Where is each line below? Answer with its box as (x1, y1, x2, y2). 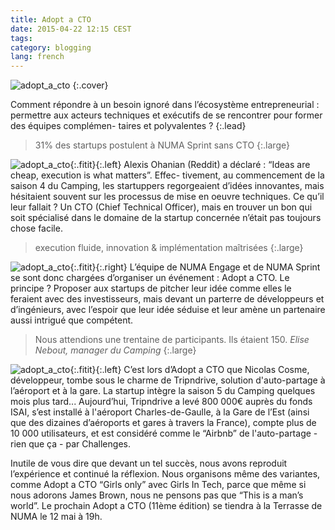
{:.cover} (72, 79, 109, 91)
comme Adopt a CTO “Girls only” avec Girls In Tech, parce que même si (10, 479, 307, 491)
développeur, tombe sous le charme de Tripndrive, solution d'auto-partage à (10, 374, 326, 386)
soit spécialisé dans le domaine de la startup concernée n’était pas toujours (10, 212, 322, 224)
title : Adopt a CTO (10, 14, 92, 25)
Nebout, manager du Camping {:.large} (34, 344, 197, 356)
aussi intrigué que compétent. (10, 314, 134, 326)
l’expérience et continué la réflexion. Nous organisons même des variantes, (10, 468, 321, 480)
